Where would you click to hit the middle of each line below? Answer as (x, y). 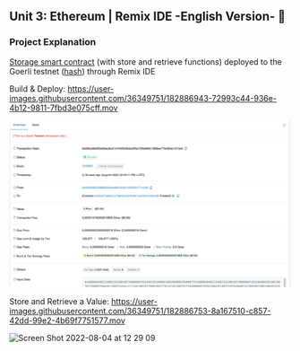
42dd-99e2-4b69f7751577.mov (67, 320)
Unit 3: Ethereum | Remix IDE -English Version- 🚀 (148, 17)
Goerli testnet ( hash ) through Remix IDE (82, 71)
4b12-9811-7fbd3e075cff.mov (64, 108)
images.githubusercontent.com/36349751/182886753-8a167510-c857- (140, 312)
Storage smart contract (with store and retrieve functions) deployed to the (146, 61)
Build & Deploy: (37, 88)
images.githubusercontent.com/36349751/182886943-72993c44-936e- (143, 98)
